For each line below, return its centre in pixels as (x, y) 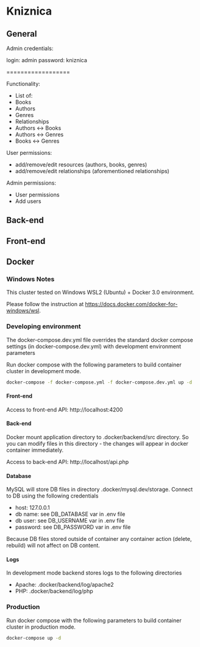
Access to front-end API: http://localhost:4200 (65, 409)
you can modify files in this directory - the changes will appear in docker (98, 444)
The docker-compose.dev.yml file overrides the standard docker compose (100, 340)
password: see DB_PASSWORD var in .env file (73, 527)
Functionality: (23, 84)
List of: (24, 95)
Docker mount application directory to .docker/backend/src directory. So (98, 437)
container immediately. (35, 450)
